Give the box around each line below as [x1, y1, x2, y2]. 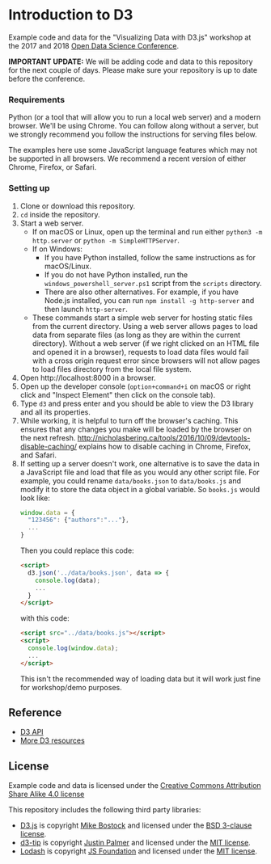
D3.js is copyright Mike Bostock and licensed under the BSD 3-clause [19, 820, 252, 830]
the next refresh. [19, 432, 76, 442]
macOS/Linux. [44, 261, 91, 271]
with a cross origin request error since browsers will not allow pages [32, 356, 260, 365]
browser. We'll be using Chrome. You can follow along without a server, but [8, 121, 259, 131]
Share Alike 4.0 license [8, 790, 85, 799]
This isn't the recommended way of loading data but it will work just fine [19, 673, 261, 684]
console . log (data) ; [35, 576, 101, 584]
